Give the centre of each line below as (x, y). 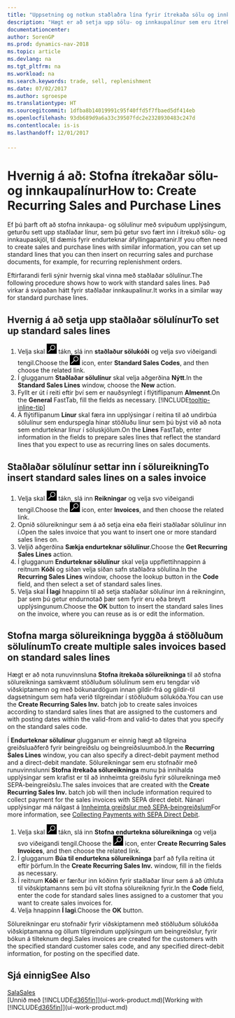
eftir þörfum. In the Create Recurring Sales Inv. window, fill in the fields (120, 865)
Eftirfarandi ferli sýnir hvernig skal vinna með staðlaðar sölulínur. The (105, 276)
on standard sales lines (59, 658)
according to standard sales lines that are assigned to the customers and (112, 712)
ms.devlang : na (29, 59)
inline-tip (30, 408)
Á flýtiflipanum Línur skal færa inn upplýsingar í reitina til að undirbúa (117, 415)
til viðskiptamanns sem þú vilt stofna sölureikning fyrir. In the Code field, (121, 888)
